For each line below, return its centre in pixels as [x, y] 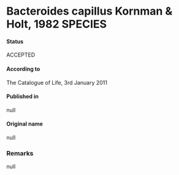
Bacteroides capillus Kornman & [89, 11]
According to [23, 69]
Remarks [20, 153]
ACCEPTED [21, 55]
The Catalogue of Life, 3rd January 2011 [57, 82]
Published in [22, 96]
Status [15, 41]
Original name [25, 124]
